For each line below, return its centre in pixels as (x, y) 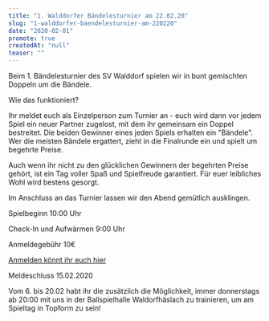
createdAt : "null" (39, 46)
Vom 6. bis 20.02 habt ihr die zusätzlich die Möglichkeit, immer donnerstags (134, 291)
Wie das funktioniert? (43, 100)
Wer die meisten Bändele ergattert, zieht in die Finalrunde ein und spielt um (133, 141)
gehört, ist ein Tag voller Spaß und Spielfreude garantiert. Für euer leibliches (135, 174)
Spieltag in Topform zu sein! (55, 308)
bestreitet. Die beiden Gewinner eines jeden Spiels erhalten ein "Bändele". (131, 132)
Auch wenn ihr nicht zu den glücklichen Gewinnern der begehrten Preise (128, 165)
